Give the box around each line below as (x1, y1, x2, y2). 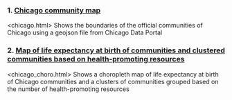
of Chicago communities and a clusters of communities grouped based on (7, 77, 220, 86)
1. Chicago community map (7, 6, 101, 15)
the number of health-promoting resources (7, 85, 130, 93)
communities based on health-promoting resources (7, 54, 185, 64)
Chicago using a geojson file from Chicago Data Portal (7, 28, 163, 37)
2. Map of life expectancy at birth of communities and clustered (7, 46, 225, 55)
